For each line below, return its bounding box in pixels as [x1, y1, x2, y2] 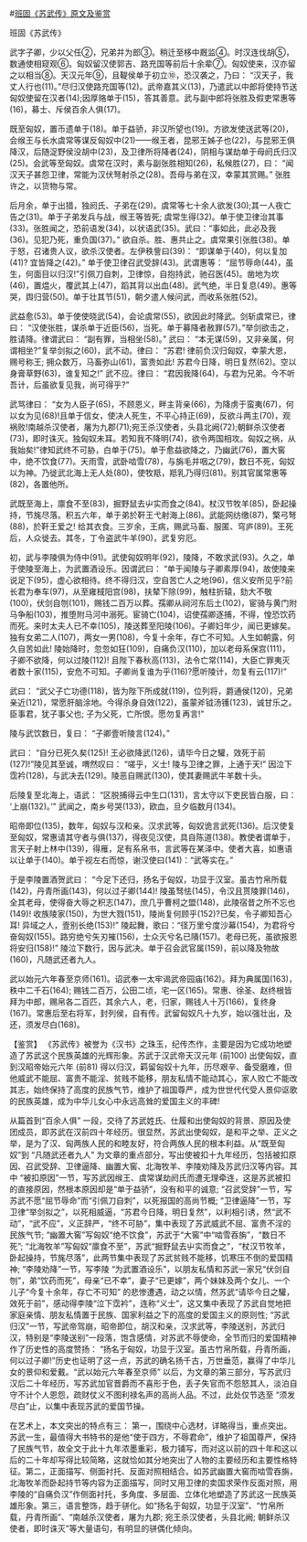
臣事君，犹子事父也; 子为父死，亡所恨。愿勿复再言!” [9, 708, 205, 719]
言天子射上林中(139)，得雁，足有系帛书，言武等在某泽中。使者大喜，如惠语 [9, 844, 293, 854]
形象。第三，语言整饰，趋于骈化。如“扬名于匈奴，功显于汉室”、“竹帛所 [16, 1500, 285, 1511]
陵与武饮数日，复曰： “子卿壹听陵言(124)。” [9, 728, 171, 739]
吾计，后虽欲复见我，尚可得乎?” [9, 379, 130, 390]
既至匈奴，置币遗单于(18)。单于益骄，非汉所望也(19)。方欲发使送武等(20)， [9, 123, 294, 134]
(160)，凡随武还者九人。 [9, 954, 101, 964]
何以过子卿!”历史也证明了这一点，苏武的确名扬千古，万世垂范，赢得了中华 [9, 1356, 288, 1366]
